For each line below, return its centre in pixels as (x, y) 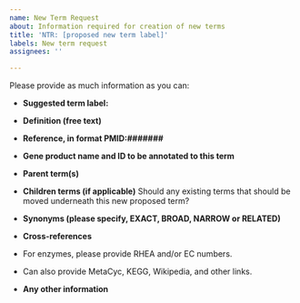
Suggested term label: (65, 103)
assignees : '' (36, 52)
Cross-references (57, 237)
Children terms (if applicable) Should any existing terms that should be (156, 191)
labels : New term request (58, 43)
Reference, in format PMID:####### (93, 138)
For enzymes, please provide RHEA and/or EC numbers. (127, 254)
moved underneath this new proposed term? (106, 201)
